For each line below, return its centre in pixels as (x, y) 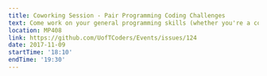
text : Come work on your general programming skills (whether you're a (129, 23)
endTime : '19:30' (37, 60)
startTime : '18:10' (41, 52)
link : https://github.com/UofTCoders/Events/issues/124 (103, 38)
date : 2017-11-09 (37, 45)
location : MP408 (35, 30)
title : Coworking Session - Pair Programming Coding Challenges (117, 15)
